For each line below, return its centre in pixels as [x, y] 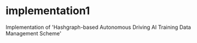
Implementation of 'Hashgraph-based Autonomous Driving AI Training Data [98, 27]
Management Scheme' [34, 33]
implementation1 [48, 11]
